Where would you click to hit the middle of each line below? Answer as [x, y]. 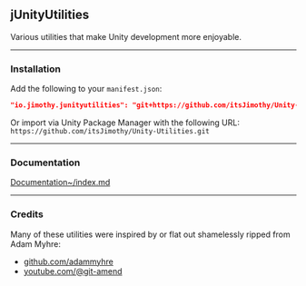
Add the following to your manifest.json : [86, 89]
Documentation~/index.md [60, 182]
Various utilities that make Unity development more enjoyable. [126, 36]
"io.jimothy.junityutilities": [69, 105]
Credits [27, 214]
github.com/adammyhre [69, 261]
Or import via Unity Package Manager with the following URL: [125, 123]
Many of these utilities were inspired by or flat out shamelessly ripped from [151, 234]
